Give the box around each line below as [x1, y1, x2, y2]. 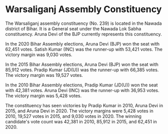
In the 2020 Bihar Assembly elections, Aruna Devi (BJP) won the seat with [5, 40, 160, 47]
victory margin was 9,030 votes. [5, 52, 72, 58]
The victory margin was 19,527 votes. [5, 72, 83, 78]
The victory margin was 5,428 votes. [5, 93, 82, 99]
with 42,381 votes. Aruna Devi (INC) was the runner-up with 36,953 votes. [5, 87, 159, 93]
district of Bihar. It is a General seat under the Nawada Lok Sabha [5, 25, 142, 31]
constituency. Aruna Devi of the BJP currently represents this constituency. [5, 31, 162, 37]
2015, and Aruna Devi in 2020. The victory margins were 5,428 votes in [5, 108, 153, 114]
